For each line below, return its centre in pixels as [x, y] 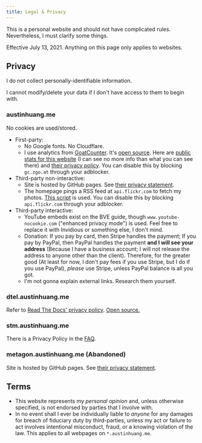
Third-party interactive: [44, 210]
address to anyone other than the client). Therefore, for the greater [107, 255]
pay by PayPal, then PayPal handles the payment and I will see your [109, 242]
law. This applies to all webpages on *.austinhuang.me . [83, 433]
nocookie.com [41, 224]
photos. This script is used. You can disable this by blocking [99, 197]
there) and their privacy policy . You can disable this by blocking [103, 165]
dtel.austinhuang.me [38, 297]
